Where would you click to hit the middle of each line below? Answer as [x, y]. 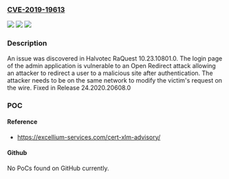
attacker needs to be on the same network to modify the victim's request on [115, 80]
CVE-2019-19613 [36, 10]
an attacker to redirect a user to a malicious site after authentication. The [110, 73]
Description [27, 43]
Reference [22, 122]
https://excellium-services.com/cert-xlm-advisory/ [89, 137]
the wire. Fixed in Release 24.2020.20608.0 [69, 87]
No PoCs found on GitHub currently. [58, 168]
